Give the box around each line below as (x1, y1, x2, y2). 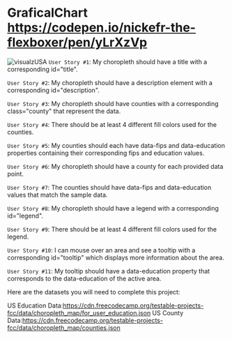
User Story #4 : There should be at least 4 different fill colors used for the (7, 120, 217, 128)
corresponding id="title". (7, 65, 78, 73)
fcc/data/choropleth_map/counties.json (7, 323, 121, 332)
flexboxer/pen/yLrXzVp (7, 35, 148, 50)
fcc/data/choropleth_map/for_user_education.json (7, 308, 151, 317)
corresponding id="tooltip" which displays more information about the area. (7, 253, 224, 262)
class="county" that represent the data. (7, 107, 121, 115)
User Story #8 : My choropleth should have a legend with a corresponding (7, 204, 219, 212)
